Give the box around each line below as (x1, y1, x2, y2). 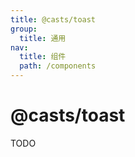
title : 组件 (19, 52, 67, 62)
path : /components (19, 61, 97, 71)
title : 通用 (19, 33, 67, 43)
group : (10, 24, 38, 34)
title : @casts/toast (10, 14, 97, 25)
